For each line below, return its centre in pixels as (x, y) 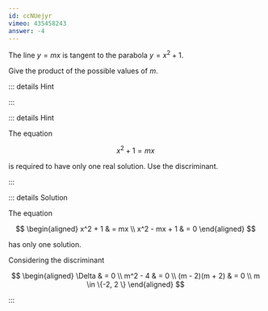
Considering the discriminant (57, 260)
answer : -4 (27, 31)
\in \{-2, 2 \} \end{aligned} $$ (136, 284)
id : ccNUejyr (30, 16)
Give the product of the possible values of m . (84, 71)
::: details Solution (38, 197)
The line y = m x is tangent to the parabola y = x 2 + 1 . (96, 55)
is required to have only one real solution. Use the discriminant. (113, 166)
